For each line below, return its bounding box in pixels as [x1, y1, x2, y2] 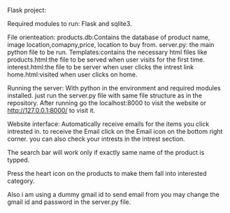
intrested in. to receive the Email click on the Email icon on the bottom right [7, 128, 223, 135]
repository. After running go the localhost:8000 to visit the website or [7, 99, 206, 107]
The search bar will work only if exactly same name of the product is [7, 149, 205, 156]
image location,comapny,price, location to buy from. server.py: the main [7, 41, 215, 48]
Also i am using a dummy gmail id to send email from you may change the [7, 191, 220, 198]
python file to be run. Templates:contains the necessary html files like [7, 48, 208, 56]
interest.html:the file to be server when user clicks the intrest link [7, 63, 194, 71]
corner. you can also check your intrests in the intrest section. [7, 135, 185, 143]
